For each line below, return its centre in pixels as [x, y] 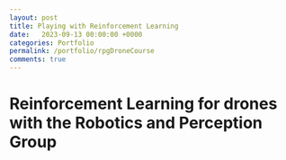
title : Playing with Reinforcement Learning [94, 26]
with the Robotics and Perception [136, 123]
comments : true [38, 59]
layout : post [34, 18]
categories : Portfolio [52, 43]
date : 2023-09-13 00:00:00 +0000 [76, 34]
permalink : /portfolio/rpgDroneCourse [82, 51]
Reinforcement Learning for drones [143, 104]
